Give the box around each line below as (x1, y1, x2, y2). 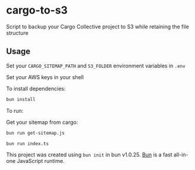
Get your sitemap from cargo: (6, 119, 78, 126)
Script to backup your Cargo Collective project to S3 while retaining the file (6, 23, 190, 30)
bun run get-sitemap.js (6, 130, 65, 136)
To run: (6, 107, 24, 114)
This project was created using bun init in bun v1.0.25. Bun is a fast (6, 151, 172, 158)
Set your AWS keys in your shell (6, 73, 84, 80)
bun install (6, 96, 36, 102)
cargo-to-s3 (6, 4, 68, 17)
